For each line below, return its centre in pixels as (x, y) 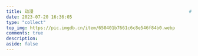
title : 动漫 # (99, 11)
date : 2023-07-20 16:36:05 (39, 17)
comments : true (25, 33)
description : (22, 38)
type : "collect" (26, 22)
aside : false (22, 44)
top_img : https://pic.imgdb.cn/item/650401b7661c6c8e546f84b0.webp (91, 28)
